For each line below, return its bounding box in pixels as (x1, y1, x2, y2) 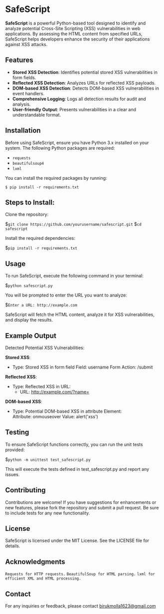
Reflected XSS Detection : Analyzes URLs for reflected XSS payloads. (12, 80, 156, 86)
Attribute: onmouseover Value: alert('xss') (12, 414, 98, 419)
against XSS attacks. (5, 41, 48, 47)
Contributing (5, 486, 46, 494)
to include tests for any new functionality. (5, 510, 90, 516)
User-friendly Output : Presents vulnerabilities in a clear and (12, 106, 136, 112)
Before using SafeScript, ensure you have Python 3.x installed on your (5, 139, 149, 146)
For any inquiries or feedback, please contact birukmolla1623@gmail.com (5, 603, 156, 609)
